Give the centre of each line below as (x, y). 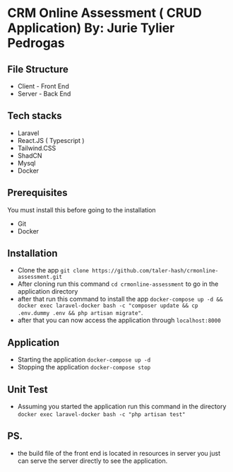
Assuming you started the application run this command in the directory (122, 407)
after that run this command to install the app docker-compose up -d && (120, 299)
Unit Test (28, 390)
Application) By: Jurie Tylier (91, 28)
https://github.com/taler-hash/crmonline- (155, 271)
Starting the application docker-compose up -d (84, 359)
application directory (48, 292)
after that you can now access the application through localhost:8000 (119, 321)
